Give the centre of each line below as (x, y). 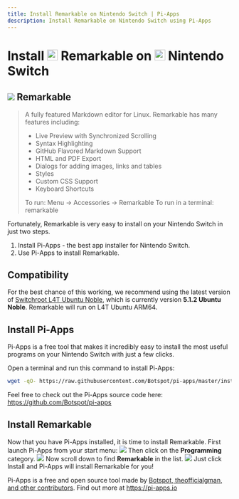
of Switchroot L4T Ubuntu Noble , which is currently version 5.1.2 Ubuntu (115, 300)
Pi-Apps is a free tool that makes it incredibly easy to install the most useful (118, 347)
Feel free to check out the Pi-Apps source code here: (85, 395)
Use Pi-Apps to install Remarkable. (68, 253)
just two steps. (29, 231)
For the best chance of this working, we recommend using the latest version (119, 292)
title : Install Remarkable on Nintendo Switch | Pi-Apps (94, 14)
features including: (52, 122)
